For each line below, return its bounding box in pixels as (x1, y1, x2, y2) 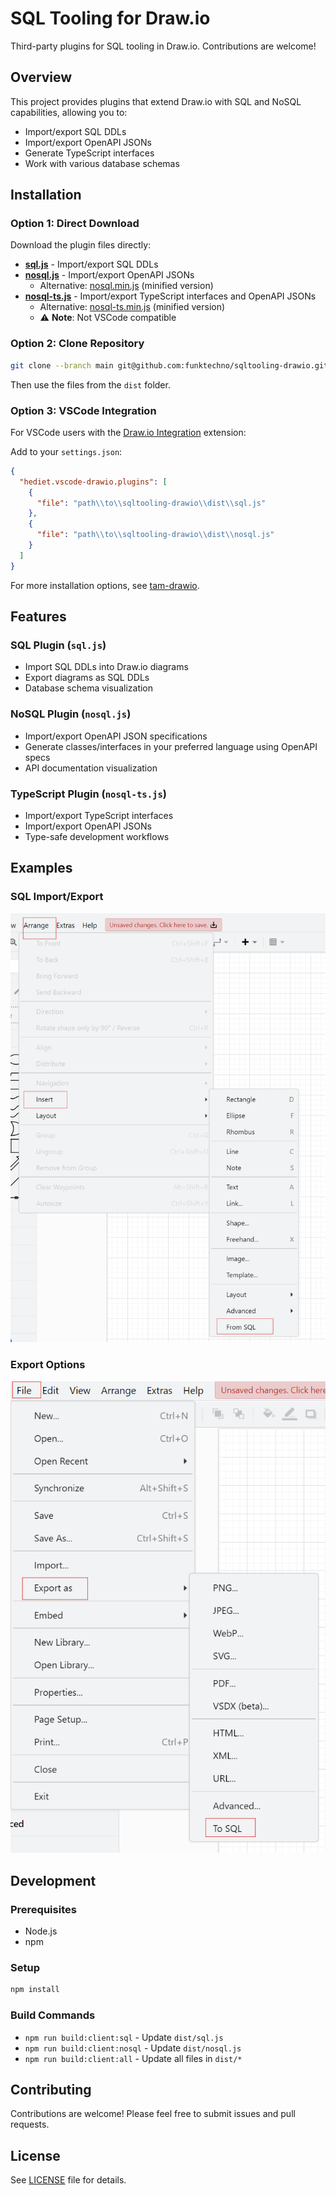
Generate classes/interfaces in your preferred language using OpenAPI (24, 740, 318, 752)
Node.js (24, 1925, 58, 1937)
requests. (10, 2118, 50, 2131)
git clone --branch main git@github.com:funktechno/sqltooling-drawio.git (10, 360, 329, 371)
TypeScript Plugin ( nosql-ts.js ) (10, 787, 167, 801)
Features (10, 608, 67, 626)
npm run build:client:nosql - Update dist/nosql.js (24, 2042, 242, 2054)
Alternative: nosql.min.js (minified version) (39, 280, 214, 292)
